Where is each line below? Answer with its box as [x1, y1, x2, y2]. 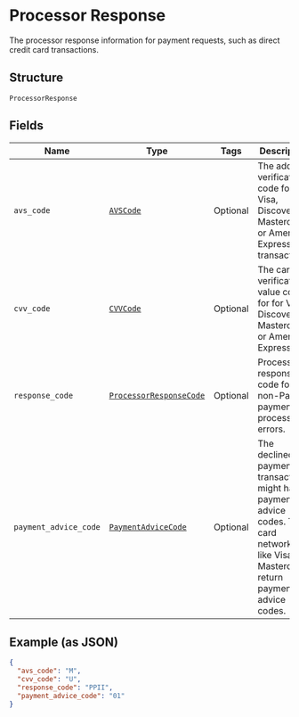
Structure [9, 70, 64, 86]
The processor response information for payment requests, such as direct [9, 35, 280, 45]
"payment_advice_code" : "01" [17, 691, 125, 700]
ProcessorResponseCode [109, 390, 206, 400]
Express [257, 237, 292, 250]
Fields [9, 118, 44, 134]
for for [257, 296, 284, 309]
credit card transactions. [9, 44, 100, 54]
